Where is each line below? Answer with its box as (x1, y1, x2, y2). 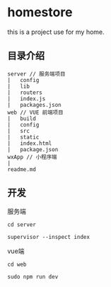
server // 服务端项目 (7, 70, 66, 78)
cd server (7, 221, 37, 228)
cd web (7, 261, 27, 268)
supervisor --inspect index (7, 233, 90, 240)
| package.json (7, 146, 59, 153)
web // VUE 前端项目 (7, 109, 64, 116)
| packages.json (7, 101, 62, 108)
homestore (7, 4, 73, 20)
